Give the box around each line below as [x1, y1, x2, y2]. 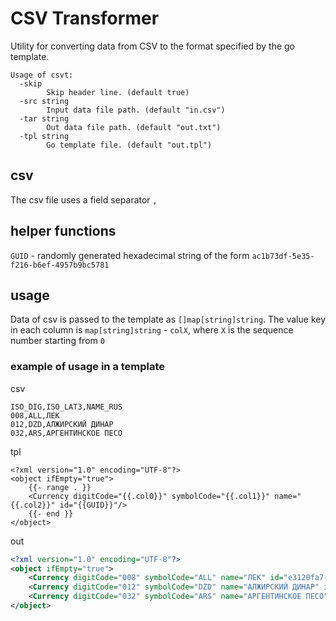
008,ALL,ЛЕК [10, 410, 60, 421]
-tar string [19, 113, 70, 124]
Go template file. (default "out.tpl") [46, 140, 213, 150]
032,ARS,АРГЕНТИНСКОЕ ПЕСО [10, 428, 123, 438]
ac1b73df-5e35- [251, 251, 315, 261]
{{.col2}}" [10, 500, 56, 510]
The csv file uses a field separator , [10, 193, 158, 206]
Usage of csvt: [10, 70, 74, 80]
